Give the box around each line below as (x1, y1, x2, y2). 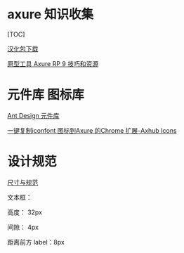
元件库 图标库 (7, 87, 84, 103)
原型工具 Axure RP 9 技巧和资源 (7, 59, 99, 67)
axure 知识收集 (7, 6, 93, 22)
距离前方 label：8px (7, 238, 65, 246)
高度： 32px (7, 208, 43, 216)
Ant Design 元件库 (7, 111, 60, 119)
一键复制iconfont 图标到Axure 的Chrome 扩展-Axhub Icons (7, 126, 177, 134)
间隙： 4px (7, 223, 39, 231)
